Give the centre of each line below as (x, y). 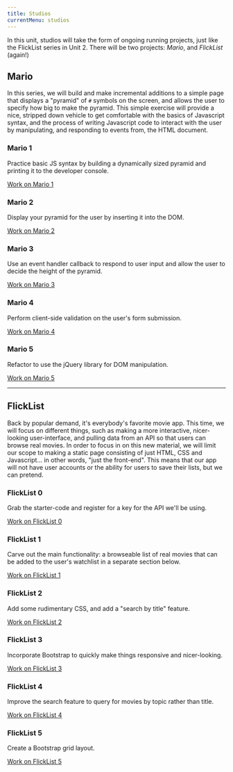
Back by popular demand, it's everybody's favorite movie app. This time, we (116, 423)
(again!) (18, 55)
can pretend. (25, 475)
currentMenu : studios (38, 20)
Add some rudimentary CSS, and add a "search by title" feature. (99, 608)
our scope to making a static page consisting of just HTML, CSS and (105, 452)
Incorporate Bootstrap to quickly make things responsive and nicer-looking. (115, 655)
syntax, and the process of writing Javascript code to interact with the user (114, 123)
